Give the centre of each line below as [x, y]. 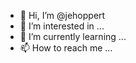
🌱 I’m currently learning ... [73, 36]
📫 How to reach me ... [66, 48]
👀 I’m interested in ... [62, 26]
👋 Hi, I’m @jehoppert [62, 15]
